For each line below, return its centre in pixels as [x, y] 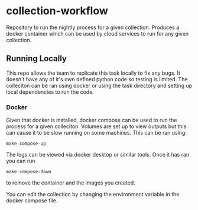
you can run [21, 161]
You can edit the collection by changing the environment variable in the [93, 195]
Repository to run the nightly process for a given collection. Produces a [93, 27]
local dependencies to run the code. [50, 92]
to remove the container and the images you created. [71, 183]
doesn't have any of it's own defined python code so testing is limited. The [97, 79]
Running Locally [36, 58]
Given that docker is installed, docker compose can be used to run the [92, 120]
